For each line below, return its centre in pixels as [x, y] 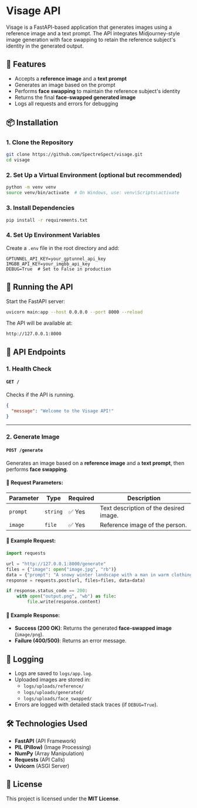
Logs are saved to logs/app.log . [53, 673]
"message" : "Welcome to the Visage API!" [63, 411]
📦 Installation [32, 123]
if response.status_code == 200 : [47, 591]
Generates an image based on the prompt [65, 85]
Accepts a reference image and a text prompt [71, 78]
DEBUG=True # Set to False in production [59, 269]
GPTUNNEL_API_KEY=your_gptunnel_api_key [56, 259]
